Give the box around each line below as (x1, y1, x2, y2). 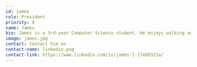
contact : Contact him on (5, 41, 66, 47)
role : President (5, 14, 45, 20)
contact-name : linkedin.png (5, 47, 75, 52)
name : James (5, 24, 35, 31)
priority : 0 (5, 19, 35, 25)
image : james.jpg (5, 36, 48, 41)
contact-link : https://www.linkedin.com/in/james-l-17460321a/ (5, 52, 164, 58)
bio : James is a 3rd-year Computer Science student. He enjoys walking (5, 30, 185, 36)
